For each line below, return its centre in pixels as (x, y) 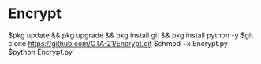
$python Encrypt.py (41, 52)
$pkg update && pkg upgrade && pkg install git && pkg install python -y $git (131, 35)
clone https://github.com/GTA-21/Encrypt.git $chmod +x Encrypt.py (118, 43)
